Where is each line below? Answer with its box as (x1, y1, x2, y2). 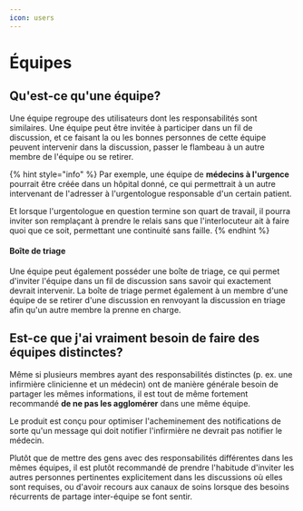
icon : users (9, 13, 54, 23)
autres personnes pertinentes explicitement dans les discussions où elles (9, 471, 283, 482)
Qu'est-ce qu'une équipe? (9, 88, 161, 104)
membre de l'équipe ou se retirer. (9, 151, 134, 162)
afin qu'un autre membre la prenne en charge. (9, 304, 181, 315)
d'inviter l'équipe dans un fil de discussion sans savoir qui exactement (9, 275, 272, 286)
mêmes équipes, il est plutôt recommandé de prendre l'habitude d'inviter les (9, 462, 295, 473)
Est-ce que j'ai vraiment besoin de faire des (9, 330, 260, 346)
